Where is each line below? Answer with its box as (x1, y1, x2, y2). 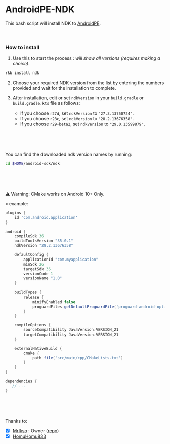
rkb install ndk (5, 70, 39, 76)
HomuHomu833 (12, 433, 47, 439)
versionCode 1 (23, 271, 53, 276)
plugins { (5, 210, 26, 215)
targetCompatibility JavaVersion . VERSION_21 (23, 332, 119, 338)
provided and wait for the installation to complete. (12, 85, 116, 91)
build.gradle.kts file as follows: (12, 100, 80, 106)
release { (23, 294, 44, 300)
